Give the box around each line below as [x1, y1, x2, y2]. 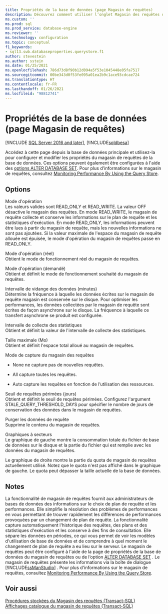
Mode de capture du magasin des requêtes [5, 352, 94, 358]
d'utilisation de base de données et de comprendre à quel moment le [5, 538, 147, 544]
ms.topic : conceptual [5, 40, 50, 45]
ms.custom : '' [5, 16, 35, 21]
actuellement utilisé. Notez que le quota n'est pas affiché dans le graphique [5, 462, 161, 468]
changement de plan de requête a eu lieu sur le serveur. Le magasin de [5, 543, 151, 549]
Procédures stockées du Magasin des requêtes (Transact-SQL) [5, 597, 135, 603]
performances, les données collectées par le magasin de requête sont [5, 302, 150, 308]
